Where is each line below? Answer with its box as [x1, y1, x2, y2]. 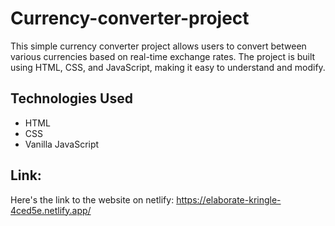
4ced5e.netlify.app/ [10, 204, 92, 216]
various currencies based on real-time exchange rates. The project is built [10, 50, 316, 62]
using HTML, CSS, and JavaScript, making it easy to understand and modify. [10, 61, 326, 73]
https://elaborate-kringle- [176, 193, 282, 206]
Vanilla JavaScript [24, 138, 100, 150]
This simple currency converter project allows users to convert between [10, 40, 307, 52]
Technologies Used [10, 90, 133, 107]
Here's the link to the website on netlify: [10, 193, 175, 206]
